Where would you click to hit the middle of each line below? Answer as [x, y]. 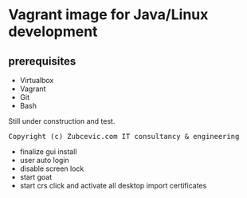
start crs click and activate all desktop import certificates [113, 186]
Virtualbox [37, 80]
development [53, 32]
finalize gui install [48, 152]
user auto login [44, 160]
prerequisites [42, 61]
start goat [36, 177]
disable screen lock [52, 168]
